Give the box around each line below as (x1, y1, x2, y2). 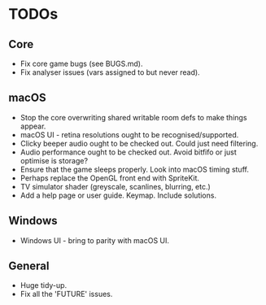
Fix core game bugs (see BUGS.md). (20, 59, 143, 68)
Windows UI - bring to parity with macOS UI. (20, 235, 169, 245)
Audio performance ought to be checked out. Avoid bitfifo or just (20, 147, 238, 157)
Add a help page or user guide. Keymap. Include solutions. (20, 190, 217, 200)
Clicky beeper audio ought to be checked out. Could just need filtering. (20, 138, 259, 148)
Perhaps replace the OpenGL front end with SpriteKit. (20, 172, 200, 183)
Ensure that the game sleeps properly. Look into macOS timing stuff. (20, 164, 250, 174)
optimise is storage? (20, 155, 88, 165)
